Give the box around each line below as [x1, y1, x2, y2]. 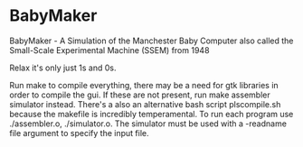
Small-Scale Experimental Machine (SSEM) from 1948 [9, 44, 210, 55]
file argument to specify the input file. [9, 127, 149, 138]
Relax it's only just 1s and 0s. [9, 62, 117, 73]
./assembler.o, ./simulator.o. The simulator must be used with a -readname [9, 118, 288, 129]
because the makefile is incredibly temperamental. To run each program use [9, 108, 294, 119]
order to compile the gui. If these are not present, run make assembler [9, 89, 270, 100]
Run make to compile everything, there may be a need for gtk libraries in [9, 79, 279, 90]
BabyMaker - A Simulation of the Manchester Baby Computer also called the [9, 35, 294, 46]
